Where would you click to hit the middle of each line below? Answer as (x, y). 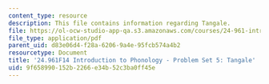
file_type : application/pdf (55, 38)
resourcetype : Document (48, 53)
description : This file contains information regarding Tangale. (119, 23)
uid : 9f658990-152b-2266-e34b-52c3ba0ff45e (82, 68)
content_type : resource (48, 16)
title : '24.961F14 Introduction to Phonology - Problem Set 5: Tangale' (132, 61)
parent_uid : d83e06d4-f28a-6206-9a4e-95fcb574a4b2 (94, 46)
